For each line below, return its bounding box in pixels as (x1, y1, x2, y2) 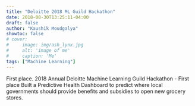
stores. (6, 93, 23, 101)
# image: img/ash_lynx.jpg (6, 42, 84, 48)
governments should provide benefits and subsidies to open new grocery (6, 88, 186, 95)
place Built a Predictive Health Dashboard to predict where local (6, 81, 163, 88)
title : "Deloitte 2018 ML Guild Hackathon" (6, 8, 116, 15)
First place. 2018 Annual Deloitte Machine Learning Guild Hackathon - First (6, 75, 189, 82)
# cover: (6, 36, 28, 42)
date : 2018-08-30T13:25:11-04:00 (6, 14, 89, 20)
